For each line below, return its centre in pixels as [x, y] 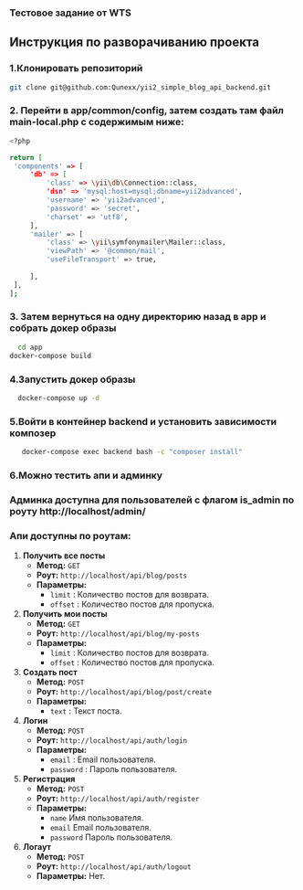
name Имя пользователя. [97, 818]
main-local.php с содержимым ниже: [97, 122]
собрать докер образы [63, 328]
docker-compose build [51, 355]
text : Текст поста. [86, 711]
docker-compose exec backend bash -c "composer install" [132, 452]
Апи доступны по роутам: [70, 535]
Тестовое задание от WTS [71, 13]
